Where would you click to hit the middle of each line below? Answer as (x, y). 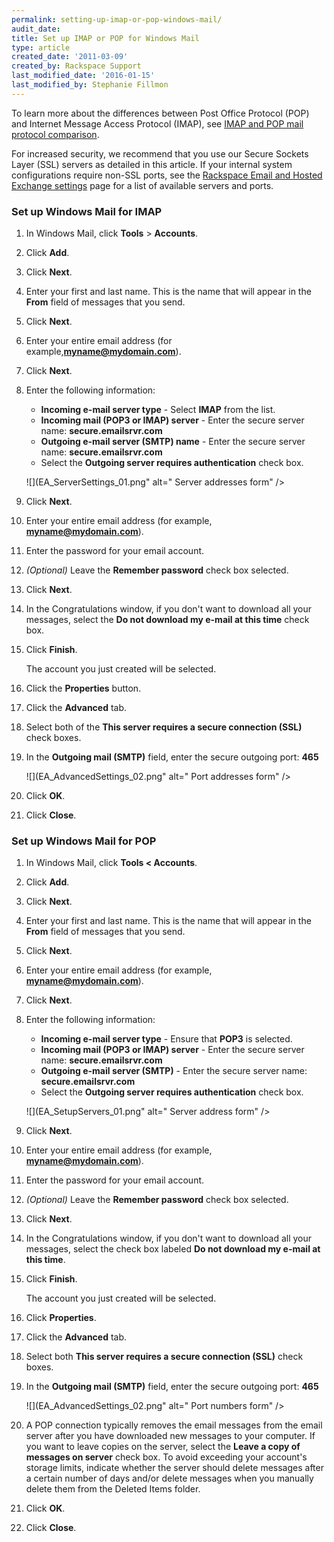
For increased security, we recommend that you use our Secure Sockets (160, 153)
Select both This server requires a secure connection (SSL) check (164, 1357)
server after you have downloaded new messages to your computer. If (170, 1436)
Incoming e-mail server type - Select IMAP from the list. (158, 410)
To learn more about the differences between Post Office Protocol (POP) (160, 113)
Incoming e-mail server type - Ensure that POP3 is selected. (166, 1039)
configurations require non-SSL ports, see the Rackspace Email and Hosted (167, 175)
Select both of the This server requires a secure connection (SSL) (164, 727)
